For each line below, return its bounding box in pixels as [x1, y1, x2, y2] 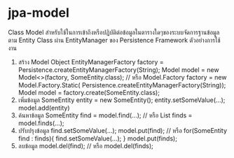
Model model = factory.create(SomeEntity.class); [18, 88, 160, 96]
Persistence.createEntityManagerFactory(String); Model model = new [18, 65, 219, 74]
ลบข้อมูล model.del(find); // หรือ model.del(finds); [18, 141, 153, 150]
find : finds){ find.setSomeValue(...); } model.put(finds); [18, 134, 178, 143]
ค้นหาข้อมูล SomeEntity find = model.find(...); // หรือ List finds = [18, 110, 193, 120]
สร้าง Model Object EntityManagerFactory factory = [18, 57, 164, 66]
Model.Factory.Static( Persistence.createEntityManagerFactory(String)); [18, 80, 226, 89]
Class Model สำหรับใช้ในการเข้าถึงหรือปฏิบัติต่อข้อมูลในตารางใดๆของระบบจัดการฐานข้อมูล [8, 28, 220, 36]
